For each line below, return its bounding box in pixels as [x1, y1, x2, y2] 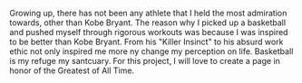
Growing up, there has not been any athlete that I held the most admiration [9, 8, 287, 18]
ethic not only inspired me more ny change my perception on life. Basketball [9, 46, 294, 57]
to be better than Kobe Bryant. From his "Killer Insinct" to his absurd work [9, 36, 284, 47]
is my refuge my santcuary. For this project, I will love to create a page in [9, 56, 281, 66]
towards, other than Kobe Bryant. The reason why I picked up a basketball [9, 17, 287, 28]
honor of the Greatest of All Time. [9, 65, 134, 76]
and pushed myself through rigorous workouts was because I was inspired [9, 27, 288, 37]
